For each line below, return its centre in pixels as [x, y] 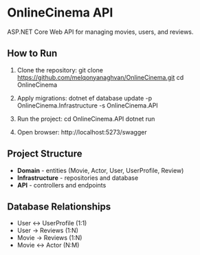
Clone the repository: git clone [60, 70]
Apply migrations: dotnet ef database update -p [85, 98]
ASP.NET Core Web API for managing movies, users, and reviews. [100, 32]
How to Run [32, 53]
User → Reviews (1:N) [48, 231]
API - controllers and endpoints [62, 185]
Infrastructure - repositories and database [78, 178]
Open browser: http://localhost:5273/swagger [82, 132]
